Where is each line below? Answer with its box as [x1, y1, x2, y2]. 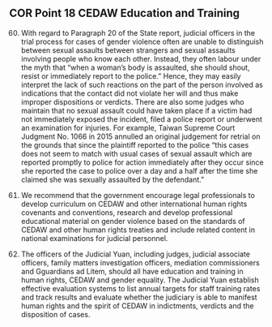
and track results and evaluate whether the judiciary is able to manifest [20, 292, 257, 302]
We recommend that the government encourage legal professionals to [20, 190, 256, 200]
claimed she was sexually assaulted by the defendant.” [20, 174, 205, 184]
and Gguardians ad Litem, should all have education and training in [20, 266, 244, 276]
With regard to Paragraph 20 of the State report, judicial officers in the [20, 28, 256, 37]
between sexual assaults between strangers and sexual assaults [20, 45, 236, 55]
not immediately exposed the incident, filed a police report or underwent [20, 114, 262, 124]
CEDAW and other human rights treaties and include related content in [20, 225, 256, 234]
